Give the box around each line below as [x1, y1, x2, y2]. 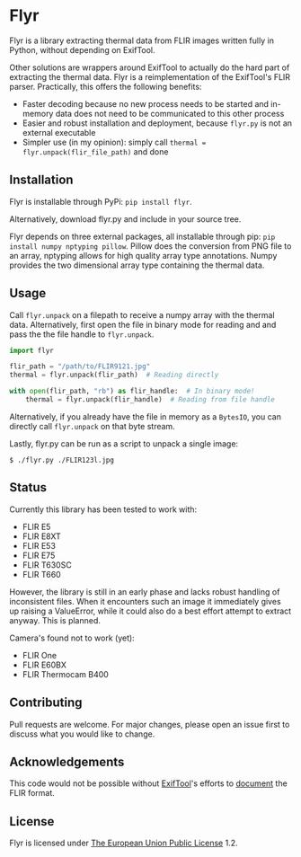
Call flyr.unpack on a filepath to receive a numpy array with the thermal [9, 309, 276, 320]
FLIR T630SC [22, 559, 72, 570]
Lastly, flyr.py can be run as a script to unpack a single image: [9, 437, 239, 449]
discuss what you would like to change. [9, 729, 155, 739]
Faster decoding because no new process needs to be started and [22, 98, 270, 109]
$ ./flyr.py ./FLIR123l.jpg [9, 455, 115, 464]
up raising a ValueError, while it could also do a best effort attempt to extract [9, 605, 292, 616]
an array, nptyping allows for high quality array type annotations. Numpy [9, 250, 278, 261]
